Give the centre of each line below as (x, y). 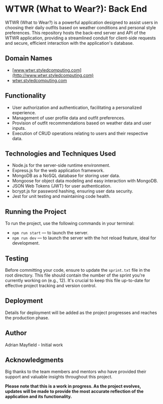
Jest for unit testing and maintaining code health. (61, 196)
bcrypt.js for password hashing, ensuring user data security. (72, 191)
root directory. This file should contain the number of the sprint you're (75, 275)
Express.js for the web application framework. (58, 171)
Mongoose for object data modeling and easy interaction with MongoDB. (85, 181)
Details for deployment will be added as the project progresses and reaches (81, 313)
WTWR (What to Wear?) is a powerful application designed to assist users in (81, 22)
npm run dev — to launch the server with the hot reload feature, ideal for (84, 238)
